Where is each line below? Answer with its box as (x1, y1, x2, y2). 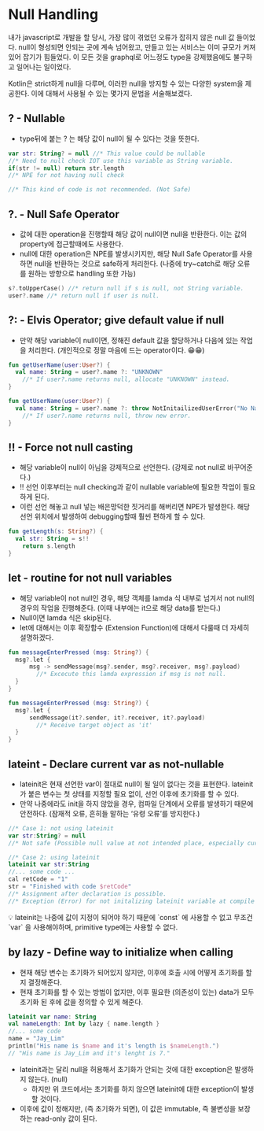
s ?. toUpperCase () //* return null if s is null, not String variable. (8, 284, 244, 292)
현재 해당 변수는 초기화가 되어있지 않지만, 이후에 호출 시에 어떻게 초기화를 (19, 967, 244, 977)
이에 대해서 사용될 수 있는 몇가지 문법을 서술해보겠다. (31, 88, 192, 98)
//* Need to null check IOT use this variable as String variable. (8, 157, 234, 164)
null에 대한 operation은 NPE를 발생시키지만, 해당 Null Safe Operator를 (19, 249, 238, 258)
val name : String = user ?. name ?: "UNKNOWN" (15, 368, 163, 376)
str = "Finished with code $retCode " (8, 883, 132, 891)
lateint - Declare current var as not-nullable (8, 757, 225, 771)
